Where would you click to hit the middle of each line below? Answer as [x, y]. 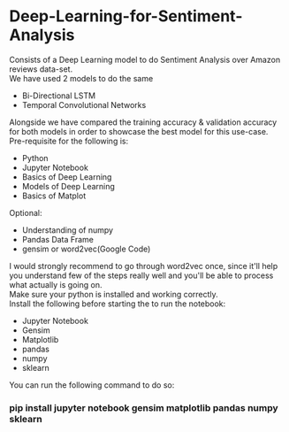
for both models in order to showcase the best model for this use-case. [139, 131]
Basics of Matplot [54, 196]
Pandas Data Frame [58, 239]
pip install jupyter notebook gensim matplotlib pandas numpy [144, 407]
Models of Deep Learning [68, 186]
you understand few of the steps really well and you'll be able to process [141, 275]
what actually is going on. [56, 284]
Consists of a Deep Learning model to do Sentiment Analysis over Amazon [145, 59]
